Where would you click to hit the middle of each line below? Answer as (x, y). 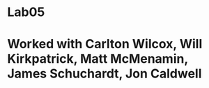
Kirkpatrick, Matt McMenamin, (98, 59)
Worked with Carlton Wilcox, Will (105, 44)
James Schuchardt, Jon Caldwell (104, 74)
